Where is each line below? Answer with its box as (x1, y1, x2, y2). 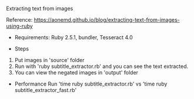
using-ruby (6, 23, 34, 29)
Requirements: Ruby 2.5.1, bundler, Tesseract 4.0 (14, 34, 133, 40)
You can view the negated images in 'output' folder (14, 69, 139, 76)
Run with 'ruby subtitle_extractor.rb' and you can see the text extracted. (14, 63, 189, 70)
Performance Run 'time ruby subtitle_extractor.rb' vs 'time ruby (14, 80, 168, 87)
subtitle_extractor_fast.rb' (14, 87, 77, 93)
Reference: (6, 16, 33, 23)
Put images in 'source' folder (14, 57, 85, 63)
